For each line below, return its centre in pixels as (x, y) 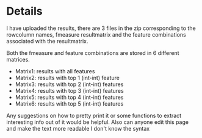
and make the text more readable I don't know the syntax (78, 128)
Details (24, 11)
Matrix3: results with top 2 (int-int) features (69, 84)
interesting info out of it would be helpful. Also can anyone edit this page (98, 122)
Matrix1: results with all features (55, 71)
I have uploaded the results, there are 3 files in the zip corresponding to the (101, 28)
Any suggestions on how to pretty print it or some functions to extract (94, 115)
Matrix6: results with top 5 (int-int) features (69, 103)
